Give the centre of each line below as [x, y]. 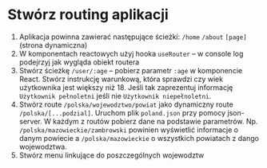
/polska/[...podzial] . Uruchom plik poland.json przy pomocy [122, 112]
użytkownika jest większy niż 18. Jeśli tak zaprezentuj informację [126, 87]
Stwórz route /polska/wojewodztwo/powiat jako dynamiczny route [126, 104]
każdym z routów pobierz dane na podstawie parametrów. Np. [155, 121]
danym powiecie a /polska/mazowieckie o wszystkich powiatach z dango [139, 138]
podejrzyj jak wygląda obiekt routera [79, 62]
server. [31, 121]
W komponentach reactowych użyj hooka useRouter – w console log [131, 53]
